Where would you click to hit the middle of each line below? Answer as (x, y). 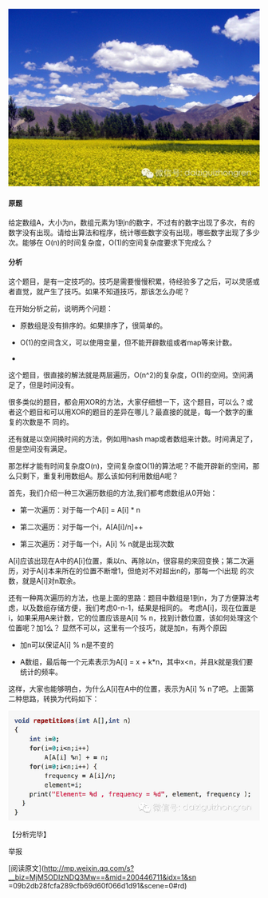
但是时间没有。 (53, 385)
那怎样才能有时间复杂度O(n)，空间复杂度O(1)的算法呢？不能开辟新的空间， (130, 465)
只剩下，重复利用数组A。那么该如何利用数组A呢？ (97, 476)
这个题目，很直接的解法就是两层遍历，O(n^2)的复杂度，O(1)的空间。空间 (127, 375)
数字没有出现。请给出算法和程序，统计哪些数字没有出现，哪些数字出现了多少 (134, 232)
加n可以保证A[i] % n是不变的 (67, 645)
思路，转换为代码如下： (61, 698)
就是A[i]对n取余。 (51, 581)
